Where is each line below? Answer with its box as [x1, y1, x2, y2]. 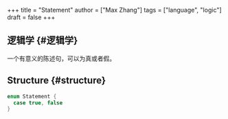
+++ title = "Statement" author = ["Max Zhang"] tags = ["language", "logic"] [7, 6, 222, 14]
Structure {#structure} [7, 75, 106, 87]
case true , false [13, 99, 63, 106]
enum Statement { [7, 93, 57, 100]
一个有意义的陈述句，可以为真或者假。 [7, 54, 115, 63]
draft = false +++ [7, 13, 56, 21]
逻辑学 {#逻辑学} [7, 34, 78, 47]
